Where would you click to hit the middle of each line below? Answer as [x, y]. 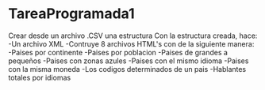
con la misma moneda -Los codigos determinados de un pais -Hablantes [127, 69]
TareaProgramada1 [71, 14]
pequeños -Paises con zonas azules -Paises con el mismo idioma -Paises [129, 61]
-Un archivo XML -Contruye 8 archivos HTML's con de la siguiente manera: [131, 43]
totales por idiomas [40, 77]
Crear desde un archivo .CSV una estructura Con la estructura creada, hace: [133, 36]
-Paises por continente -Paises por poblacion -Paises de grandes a [118, 52]
